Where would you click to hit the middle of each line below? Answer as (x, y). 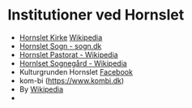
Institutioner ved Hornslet (96, 15)
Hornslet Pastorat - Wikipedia (68, 54)
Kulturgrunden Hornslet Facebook (76, 71)
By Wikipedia (41, 89)
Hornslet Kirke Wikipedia (61, 37)
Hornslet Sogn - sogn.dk (60, 45)
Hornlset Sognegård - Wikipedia (73, 63)
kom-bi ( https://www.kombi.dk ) (72, 80)
